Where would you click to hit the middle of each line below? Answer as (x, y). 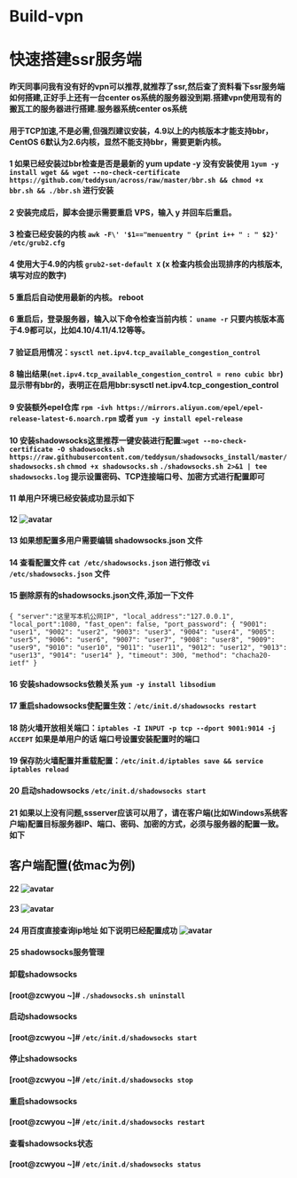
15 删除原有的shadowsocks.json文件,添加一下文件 (102, 596)
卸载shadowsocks (43, 974)
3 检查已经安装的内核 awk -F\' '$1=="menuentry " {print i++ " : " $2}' (144, 234)
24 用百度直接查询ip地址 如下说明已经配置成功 (94, 930)
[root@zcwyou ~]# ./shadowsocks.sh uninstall (98, 995)
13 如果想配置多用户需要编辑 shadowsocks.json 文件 (106, 541)
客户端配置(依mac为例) (72, 866)
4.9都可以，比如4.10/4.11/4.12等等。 (83, 330)
